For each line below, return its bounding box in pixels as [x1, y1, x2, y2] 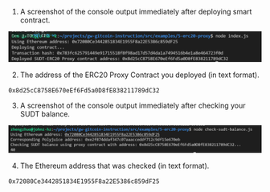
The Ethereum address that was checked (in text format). [19, 161, 210, 171]
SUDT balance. [19, 109, 71, 119]
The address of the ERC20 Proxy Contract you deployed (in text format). [19, 70, 260, 80]
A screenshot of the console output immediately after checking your [19, 100, 247, 111]
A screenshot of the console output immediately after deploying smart [19, 7, 252, 16]
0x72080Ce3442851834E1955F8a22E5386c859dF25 [8, 178, 160, 186]
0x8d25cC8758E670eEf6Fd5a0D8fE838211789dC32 [8, 87, 160, 95]
